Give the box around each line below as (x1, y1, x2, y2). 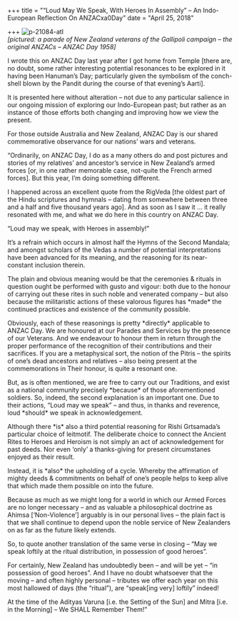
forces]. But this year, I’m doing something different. (7, 174, 161, 182)
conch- (210, 71, 233, 80)
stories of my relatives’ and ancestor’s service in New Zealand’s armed (7, 158, 215, 167)
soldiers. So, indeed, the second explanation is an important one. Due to (7, 393, 220, 402)
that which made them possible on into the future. (7, 482, 154, 490)
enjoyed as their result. (7, 453, 75, 461)
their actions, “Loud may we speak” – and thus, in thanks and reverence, (7, 401, 220, 409)
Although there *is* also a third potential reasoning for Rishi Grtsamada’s (7, 423, 221, 430)
